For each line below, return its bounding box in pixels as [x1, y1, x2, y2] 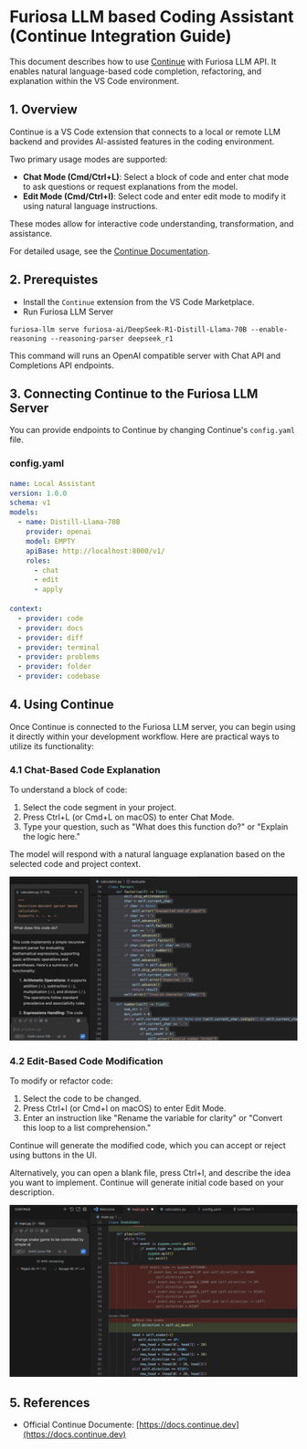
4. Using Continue [9, 697, 114, 713]
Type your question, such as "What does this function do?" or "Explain [22, 821, 289, 832]
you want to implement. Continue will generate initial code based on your [9, 1177, 285, 1188]
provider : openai [26, 527, 92, 536]
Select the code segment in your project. [22, 802, 176, 813]
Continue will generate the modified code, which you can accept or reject [9, 1139, 286, 1150]
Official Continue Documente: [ [22, 1419, 140, 1430]
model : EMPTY [26, 536, 76, 545]
